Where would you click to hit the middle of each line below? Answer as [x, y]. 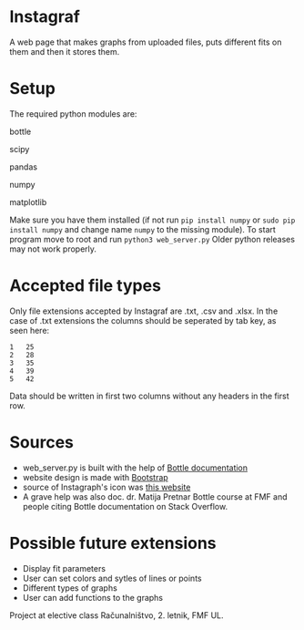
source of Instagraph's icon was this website [106, 487]
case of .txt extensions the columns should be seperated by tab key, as [143, 320]
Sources [42, 442]
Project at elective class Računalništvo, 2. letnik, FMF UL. [117, 615]
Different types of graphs [70, 588]
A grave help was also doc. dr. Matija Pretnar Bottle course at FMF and [155, 496]
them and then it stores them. [65, 51]
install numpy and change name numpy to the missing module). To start [142, 229]
